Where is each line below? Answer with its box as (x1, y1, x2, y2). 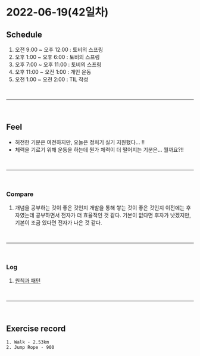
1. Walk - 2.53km (6, 339, 49, 345)
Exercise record (6, 323, 66, 333)
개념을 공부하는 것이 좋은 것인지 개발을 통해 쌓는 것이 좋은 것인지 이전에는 (14, 204, 185, 211)
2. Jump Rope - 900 (6, 345, 55, 351)
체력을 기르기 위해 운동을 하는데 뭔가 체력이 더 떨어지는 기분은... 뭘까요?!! (14, 146, 184, 153)
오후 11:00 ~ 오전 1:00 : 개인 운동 (14, 68, 92, 75)
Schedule (6, 29, 43, 39)
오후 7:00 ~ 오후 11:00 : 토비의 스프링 (14, 61, 102, 68)
